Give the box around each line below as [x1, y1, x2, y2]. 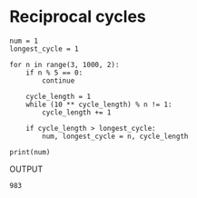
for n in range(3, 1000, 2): [9, 60, 120, 69]
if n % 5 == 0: [25, 68, 84, 77]
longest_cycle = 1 [9, 44, 79, 54]
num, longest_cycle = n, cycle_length [42, 132, 189, 141]
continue [42, 75, 75, 85]
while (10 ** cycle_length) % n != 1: [25, 100, 172, 109]
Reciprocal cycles [9, 6, 147, 27]
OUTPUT [9, 163, 44, 174]
